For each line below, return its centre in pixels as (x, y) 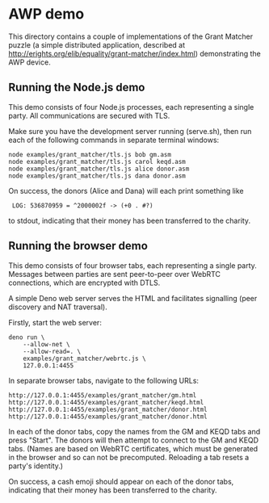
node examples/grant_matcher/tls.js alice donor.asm (99, 169)
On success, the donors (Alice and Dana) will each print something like (126, 191)
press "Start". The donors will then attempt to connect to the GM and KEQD (134, 440)
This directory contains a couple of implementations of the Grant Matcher (130, 36)
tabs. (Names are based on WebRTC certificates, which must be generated (133, 448)
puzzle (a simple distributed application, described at (97, 44)
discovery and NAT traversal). (58, 307)
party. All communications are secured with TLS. (89, 115)
